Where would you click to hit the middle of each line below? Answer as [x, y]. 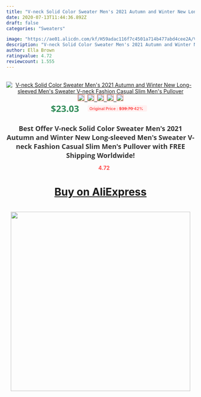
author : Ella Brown [31, 51]
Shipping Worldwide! [100, 155]
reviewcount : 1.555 [31, 61]
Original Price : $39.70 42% [116, 108]
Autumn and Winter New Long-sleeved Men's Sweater [96, 137]
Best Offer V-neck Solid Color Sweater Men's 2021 [100, 128]
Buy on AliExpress [100, 192]
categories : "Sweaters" [36, 28]
